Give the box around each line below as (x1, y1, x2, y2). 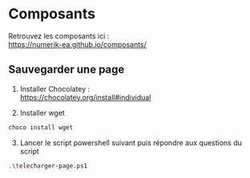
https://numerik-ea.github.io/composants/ (8, 39, 147, 49)
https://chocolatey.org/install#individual (19, 93, 151, 102)
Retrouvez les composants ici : (8, 31, 110, 41)
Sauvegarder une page (8, 63, 125, 77)
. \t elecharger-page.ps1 (8, 161, 88, 170)
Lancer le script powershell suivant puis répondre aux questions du (19, 137, 243, 148)
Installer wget (19, 108, 66, 117)
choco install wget (8, 123, 74, 132)
